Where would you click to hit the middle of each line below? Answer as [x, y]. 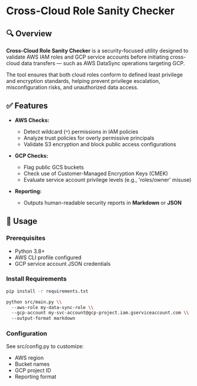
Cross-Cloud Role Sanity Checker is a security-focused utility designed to [97, 51]
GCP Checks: [31, 156]
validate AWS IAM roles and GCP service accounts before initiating [88, 57]
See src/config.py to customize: [45, 346]
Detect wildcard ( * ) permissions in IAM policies [81, 131]
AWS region [29, 358]
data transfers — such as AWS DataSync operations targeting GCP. [103, 63]
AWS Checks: [32, 120]
